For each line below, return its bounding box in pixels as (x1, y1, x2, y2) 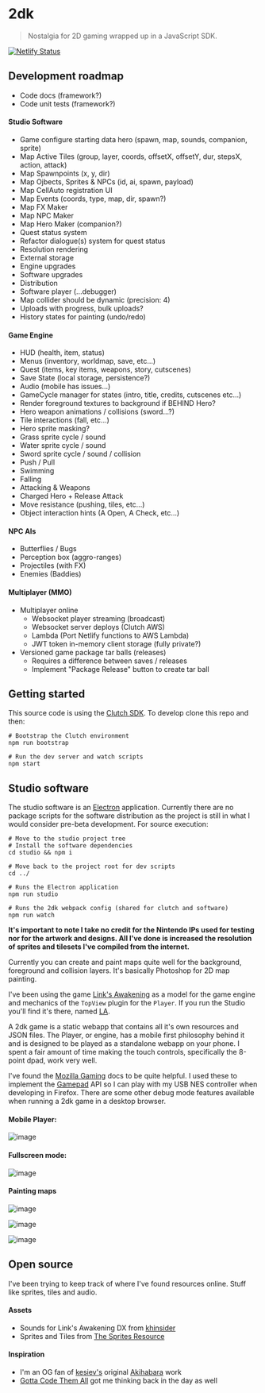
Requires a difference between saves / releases (31, 656, 188, 666)
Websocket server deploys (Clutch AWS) (31, 622, 165, 631)
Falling (19, 474, 42, 484)
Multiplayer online (19, 605, 79, 615)
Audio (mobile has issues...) (19, 382, 111, 392)
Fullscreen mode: (8, 1150, 67, 1160)
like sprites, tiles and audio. (8, 1287, 98, 1297)
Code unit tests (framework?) (19, 98, 116, 108)
